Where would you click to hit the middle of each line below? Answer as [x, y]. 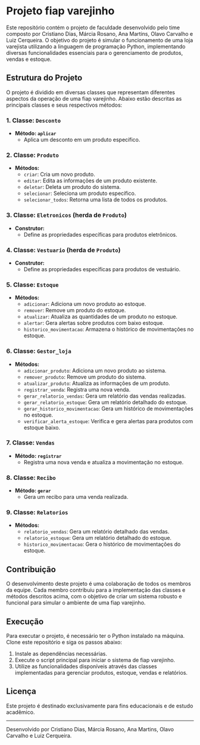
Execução [25, 621]
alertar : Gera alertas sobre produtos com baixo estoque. [94, 323]
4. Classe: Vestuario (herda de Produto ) [63, 250]
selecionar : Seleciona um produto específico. [80, 193]
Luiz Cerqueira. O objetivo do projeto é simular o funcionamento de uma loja [100, 40]
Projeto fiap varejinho [60, 11]
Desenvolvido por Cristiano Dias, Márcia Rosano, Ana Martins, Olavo [90, 729]
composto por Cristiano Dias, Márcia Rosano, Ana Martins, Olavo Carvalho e [100, 33]
